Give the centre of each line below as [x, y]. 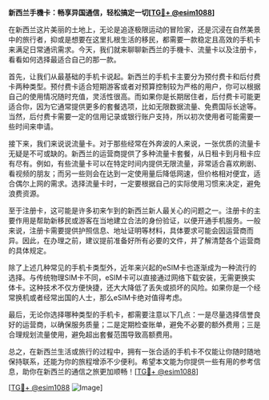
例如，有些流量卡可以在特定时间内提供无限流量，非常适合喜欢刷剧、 [148, 164]
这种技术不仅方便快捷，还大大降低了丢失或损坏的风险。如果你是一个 [141, 288]
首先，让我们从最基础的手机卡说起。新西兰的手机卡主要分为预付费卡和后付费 [134, 76]
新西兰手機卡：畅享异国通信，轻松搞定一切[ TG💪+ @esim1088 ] [112, 12]
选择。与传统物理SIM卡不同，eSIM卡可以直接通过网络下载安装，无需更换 [128, 278]
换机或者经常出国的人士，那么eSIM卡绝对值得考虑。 [100, 298]
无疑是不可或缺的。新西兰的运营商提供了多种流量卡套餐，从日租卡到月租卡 [131, 154]
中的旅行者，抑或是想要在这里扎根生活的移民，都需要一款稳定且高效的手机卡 [134, 40]
